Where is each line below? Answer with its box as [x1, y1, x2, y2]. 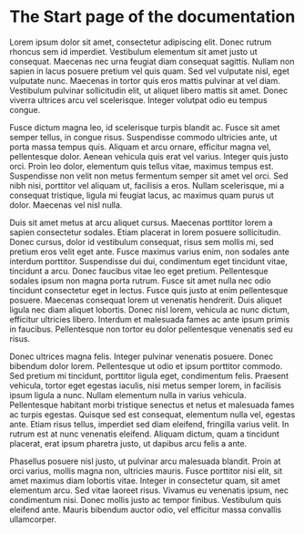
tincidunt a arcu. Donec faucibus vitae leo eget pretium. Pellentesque [9, 265, 269, 276]
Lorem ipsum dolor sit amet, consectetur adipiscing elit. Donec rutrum [9, 36, 272, 47]
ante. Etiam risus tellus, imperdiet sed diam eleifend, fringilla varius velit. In [9, 418, 289, 429]
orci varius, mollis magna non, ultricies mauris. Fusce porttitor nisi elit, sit [9, 465, 283, 476]
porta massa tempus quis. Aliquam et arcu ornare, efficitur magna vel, [9, 141, 271, 152]
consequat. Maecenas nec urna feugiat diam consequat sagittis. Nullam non [9, 56, 295, 67]
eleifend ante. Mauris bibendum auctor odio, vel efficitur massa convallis [9, 504, 282, 515]
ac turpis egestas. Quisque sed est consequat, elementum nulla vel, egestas [9, 408, 296, 420]
